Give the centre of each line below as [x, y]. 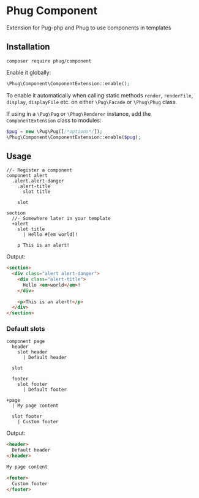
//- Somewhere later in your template [62, 219]
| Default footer [45, 390]
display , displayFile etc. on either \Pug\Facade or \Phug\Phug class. [92, 102]
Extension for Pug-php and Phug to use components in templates [89, 28]
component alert [27, 176]
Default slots [26, 329]
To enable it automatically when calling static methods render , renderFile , [100, 95]
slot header [32, 352]
